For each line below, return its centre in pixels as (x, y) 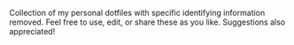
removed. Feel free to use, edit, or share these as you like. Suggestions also (147, 22)
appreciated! (32, 31)
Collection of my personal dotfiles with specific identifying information (137, 13)
